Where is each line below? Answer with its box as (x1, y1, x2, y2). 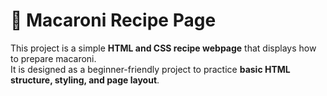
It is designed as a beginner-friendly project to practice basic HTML (10, 63, 291, 75)
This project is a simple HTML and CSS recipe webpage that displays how (10, 42, 317, 54)
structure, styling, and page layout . (10, 74, 160, 86)
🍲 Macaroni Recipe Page (10, 9, 217, 32)
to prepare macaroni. (10, 52, 97, 64)
